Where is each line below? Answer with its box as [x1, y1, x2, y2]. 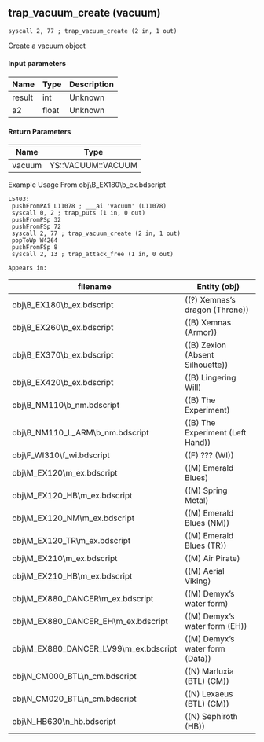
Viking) [184, 575, 211, 586]
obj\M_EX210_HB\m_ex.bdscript [12, 571, 133, 582]
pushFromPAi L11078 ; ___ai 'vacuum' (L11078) [11, 202, 167, 211]
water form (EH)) [184, 621, 247, 632]
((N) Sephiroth [184, 711, 238, 722]
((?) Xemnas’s [184, 295, 236, 306]
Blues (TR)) [184, 540, 227, 551]
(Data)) [184, 653, 212, 664]
